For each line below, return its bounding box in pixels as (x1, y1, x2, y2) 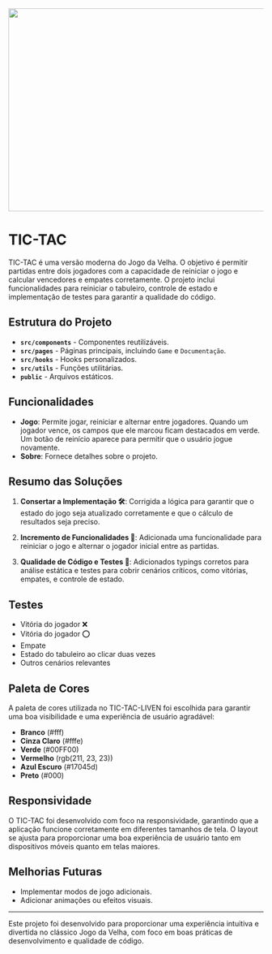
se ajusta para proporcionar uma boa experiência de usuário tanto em (8, 832, 241, 843)
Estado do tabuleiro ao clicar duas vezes (19, 650, 156, 659)
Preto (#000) (19, 771, 65, 780)
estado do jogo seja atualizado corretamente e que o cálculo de (19, 508, 233, 518)
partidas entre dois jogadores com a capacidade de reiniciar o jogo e (8, 265, 239, 275)
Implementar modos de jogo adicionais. (19, 887, 152, 896)
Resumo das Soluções (8, 474, 123, 488)
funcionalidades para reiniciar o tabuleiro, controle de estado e (8, 283, 219, 293)
